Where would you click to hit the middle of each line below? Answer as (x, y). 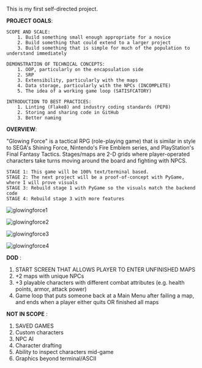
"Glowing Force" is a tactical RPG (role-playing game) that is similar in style (101, 141)
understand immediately (37, 53)
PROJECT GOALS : (30, 21)
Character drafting (39, 345)
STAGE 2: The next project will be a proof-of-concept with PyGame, (95, 177)
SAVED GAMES (34, 326)
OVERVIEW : (22, 129)
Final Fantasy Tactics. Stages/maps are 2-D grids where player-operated (98, 154)
